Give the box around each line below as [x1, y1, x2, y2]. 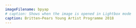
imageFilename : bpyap [5, 7, 49, 12]
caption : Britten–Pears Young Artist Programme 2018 [5, 16, 114, 20]
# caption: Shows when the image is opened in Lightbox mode [5, 11, 132, 16]
